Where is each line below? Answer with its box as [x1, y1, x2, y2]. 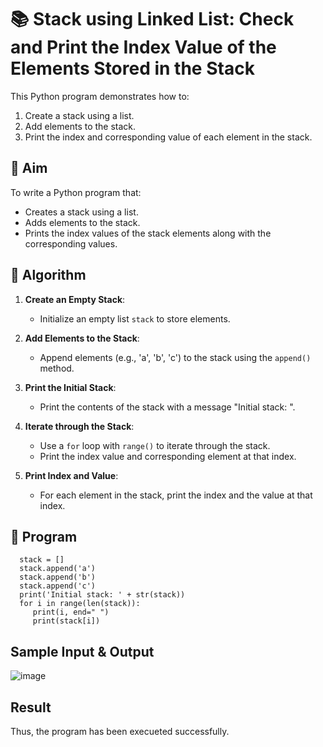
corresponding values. [24, 237, 118, 250]
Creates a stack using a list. [24, 206, 139, 218]
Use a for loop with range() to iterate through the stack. [39, 439, 271, 451]
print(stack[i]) [32, 616, 101, 626]
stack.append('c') [19, 581, 97, 591]
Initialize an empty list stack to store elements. [39, 312, 231, 325]
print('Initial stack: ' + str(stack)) [19, 590, 186, 600]
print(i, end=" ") [32, 607, 110, 618]
